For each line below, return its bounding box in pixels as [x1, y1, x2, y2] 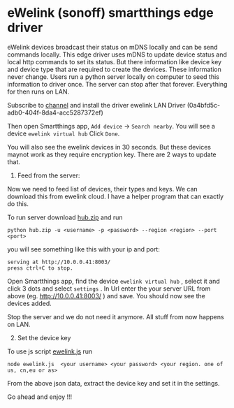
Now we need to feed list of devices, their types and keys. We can [7, 184, 198, 193]
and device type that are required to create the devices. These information [7, 65, 221, 73]
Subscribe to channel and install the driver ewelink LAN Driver [7, 101, 186, 109]
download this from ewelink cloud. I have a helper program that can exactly [7, 192, 224, 201]
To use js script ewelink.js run [7, 347, 93, 356]
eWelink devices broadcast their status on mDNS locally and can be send [7, 43, 218, 51]
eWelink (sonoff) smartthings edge [7, 5, 214, 21]
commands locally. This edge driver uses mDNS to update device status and [7, 50, 227, 59]
